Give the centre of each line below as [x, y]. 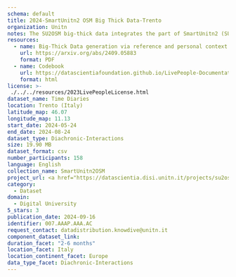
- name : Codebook [39, 66]
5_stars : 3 [23, 211]
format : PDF [37, 60]
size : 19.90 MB [29, 145]
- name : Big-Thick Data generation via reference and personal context [121, 47]
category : [22, 184]
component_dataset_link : [44, 237]
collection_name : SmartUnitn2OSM [56, 171]
